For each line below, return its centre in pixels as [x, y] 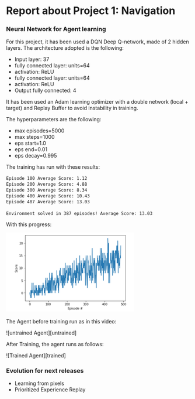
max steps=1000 [34, 137]
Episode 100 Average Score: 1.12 [47, 179]
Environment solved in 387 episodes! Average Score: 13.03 [79, 214]
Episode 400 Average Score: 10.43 [48, 196]
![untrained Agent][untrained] [41, 333]
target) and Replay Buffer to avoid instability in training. [72, 108]
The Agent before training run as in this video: [61, 321]
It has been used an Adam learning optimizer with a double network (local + [97, 102]
